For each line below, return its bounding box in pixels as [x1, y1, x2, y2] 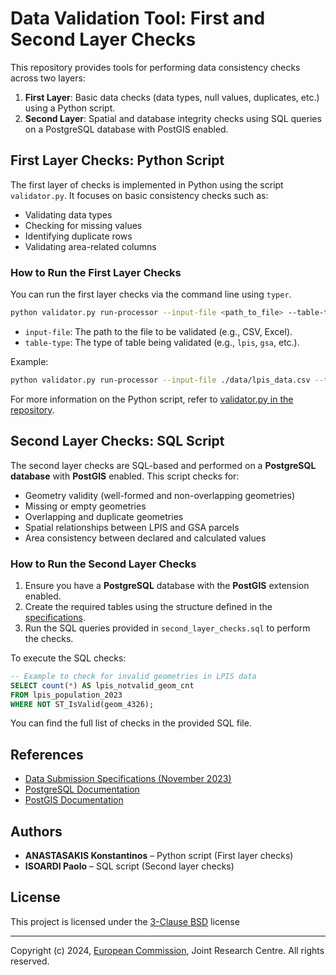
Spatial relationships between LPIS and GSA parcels [24, 521, 240, 533]
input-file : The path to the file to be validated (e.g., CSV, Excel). [24, 325, 293, 337]
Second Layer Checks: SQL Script [10, 433, 225, 450]
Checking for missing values [24, 219, 143, 231]
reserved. [10, 955, 50, 967]
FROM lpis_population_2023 [10, 690, 123, 700]
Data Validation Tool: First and [10, 7, 266, 30]
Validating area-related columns [24, 240, 157, 252]
